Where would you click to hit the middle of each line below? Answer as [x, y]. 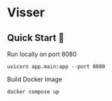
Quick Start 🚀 [36, 38]
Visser [26, 13]
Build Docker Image [35, 79]
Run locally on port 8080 [42, 54]
